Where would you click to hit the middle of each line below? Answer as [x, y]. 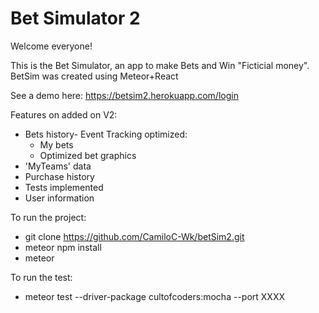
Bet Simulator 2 [75, 18]
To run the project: [48, 217]
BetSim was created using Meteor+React [94, 76]
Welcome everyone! [51, 46]
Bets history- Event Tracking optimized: [106, 134]
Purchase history [59, 176]
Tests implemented [64, 187]
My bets [56, 144]
